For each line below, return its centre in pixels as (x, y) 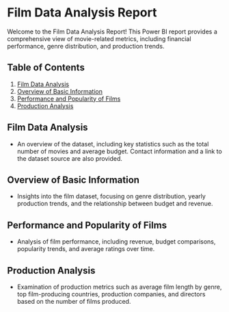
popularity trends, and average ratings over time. (86, 249)
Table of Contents (46, 67)
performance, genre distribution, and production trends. (86, 46)
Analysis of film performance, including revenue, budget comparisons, (116, 242)
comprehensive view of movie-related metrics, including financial (99, 38)
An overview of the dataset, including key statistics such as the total (113, 144)
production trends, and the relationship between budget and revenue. (115, 204)
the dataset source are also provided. (70, 158)
